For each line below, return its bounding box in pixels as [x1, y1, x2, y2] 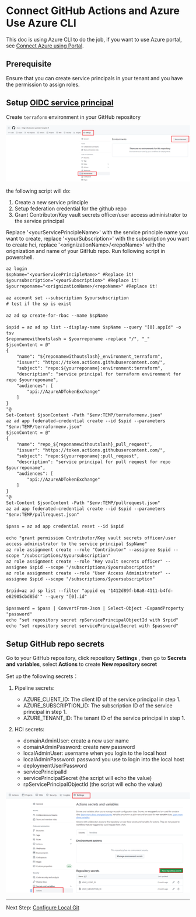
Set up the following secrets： [6, 672, 79, 680]
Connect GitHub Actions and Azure [6, 4, 180, 18]
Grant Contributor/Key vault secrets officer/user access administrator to [14, 211, 188, 218]
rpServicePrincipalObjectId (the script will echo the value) [23, 781, 162, 788]
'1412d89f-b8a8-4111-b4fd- [107, 588, 174, 594]
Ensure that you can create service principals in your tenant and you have [6, 74, 183, 81]
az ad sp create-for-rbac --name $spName [6, 313, 108, 319]
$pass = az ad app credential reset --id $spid [6, 523, 124, 529]
